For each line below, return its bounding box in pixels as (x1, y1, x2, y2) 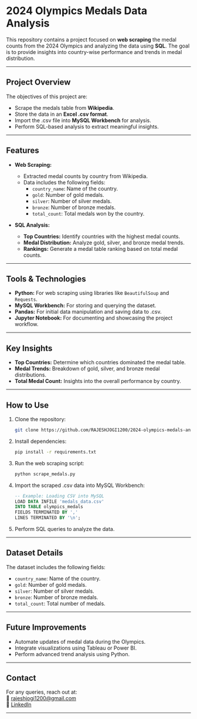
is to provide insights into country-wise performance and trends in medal (6, 48, 182, 55)
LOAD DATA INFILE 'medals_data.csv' (14, 498, 104, 505)
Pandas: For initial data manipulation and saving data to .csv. (14, 308, 162, 315)
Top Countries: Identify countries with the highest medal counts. (23, 233, 181, 240)
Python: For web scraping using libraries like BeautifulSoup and (14, 290, 169, 297)
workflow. (14, 321, 39, 328)
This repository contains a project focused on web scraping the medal (6, 36, 177, 43)
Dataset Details (6, 548, 63, 558)
